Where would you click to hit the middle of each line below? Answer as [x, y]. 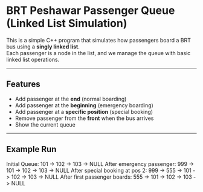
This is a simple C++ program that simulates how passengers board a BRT [99, 40]
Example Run [31, 149]
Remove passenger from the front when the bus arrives [84, 118]
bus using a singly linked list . [43, 47]
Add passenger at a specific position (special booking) [84, 111]
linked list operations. [33, 59]
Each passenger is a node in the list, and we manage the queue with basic [98, 53]
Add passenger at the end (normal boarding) [71, 99]
